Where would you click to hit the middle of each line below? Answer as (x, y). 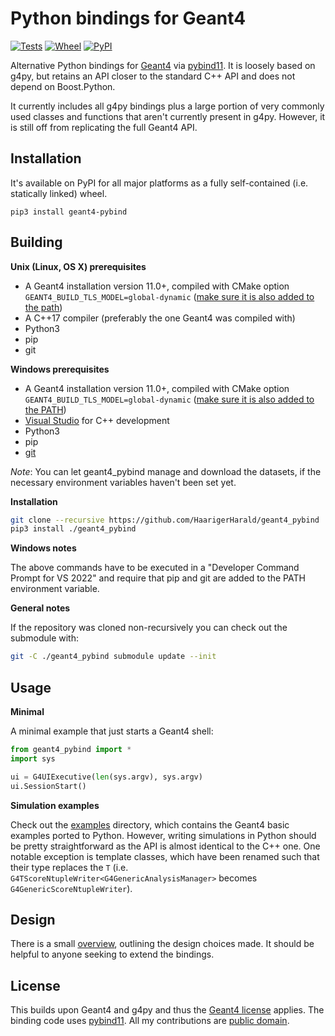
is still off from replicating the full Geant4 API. (104, 127)
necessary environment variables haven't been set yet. (123, 482)
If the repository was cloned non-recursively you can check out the (149, 628)
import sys (33, 758)
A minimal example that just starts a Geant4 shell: (112, 731)
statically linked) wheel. (59, 193)
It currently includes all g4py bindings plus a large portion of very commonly (167, 106)
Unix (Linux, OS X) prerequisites (78, 266)
